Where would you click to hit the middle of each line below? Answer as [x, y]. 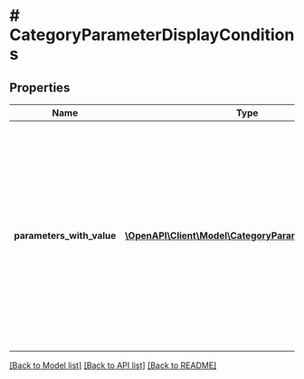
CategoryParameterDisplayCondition [152, 35]
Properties [40, 87]
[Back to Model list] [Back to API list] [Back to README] [113, 365]
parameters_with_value [65, 236]
